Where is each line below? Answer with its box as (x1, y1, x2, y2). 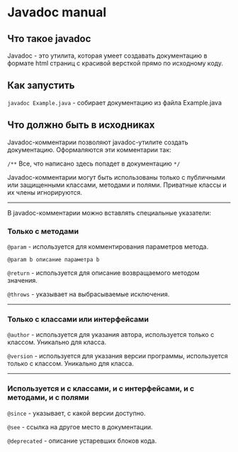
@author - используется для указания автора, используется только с (7, 330, 215, 339)
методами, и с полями (7, 392, 90, 402)
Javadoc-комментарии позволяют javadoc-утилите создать (7, 138, 188, 146)
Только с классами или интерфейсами (7, 314, 149, 324)
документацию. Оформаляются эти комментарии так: (7, 145, 171, 154)
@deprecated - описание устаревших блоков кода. (7, 436, 157, 445)
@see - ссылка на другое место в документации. (7, 422, 154, 431)
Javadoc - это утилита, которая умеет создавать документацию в (7, 51, 208, 60)
